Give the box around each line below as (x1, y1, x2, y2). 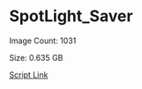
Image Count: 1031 (9, 35, 77, 46)
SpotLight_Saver (9, 6, 134, 26)
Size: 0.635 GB (9, 52, 64, 63)
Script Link (9, 69, 49, 80)
